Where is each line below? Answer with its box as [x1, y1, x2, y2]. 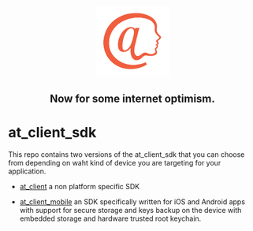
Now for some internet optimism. [50, 91, 215, 105]
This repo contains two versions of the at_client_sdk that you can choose [8, 149, 245, 159]
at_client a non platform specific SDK [19, 181, 140, 191]
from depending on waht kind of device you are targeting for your [8, 158, 221, 167]
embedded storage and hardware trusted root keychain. [19, 214, 202, 223]
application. [8, 166, 47, 176]
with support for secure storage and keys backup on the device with [19, 205, 242, 214]
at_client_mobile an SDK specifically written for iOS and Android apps [19, 196, 246, 207]
